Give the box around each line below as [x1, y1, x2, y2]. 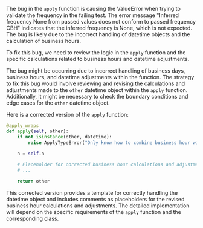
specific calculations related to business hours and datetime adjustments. [6, 56, 190, 62]
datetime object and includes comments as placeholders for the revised [6, 195, 185, 203]
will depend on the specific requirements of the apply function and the [6, 208, 181, 215]
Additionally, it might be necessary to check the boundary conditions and [6, 93, 188, 100]
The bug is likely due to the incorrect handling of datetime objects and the [6, 31, 190, 38]
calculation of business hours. [6, 37, 82, 44]
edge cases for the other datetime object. [6, 99, 110, 106]
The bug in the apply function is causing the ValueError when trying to [6, 5, 181, 12]
